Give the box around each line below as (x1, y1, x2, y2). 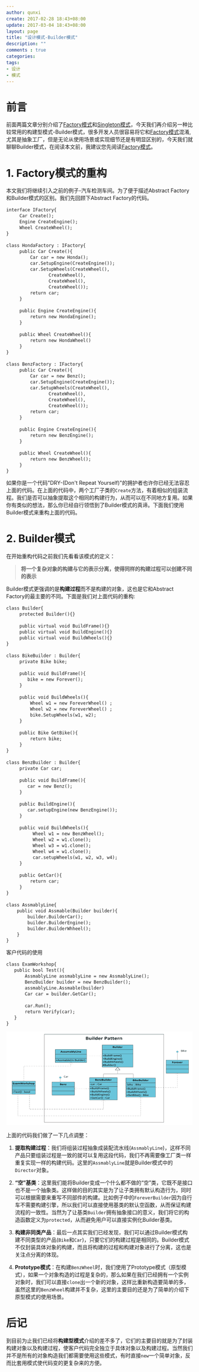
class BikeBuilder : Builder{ (6, 653, 81, 659)
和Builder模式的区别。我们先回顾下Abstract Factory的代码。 (6, 195, 153, 202)
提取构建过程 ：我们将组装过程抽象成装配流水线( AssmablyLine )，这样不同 (14, 1144, 191, 1151)
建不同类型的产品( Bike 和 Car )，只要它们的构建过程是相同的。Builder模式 (14, 1236, 190, 1243)
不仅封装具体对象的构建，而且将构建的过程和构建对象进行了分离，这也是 (14, 1243, 191, 1250)
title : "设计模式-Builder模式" (6, 34, 78, 41)
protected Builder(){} (19, 611, 76, 617)
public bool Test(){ (14, 967, 65, 973)
